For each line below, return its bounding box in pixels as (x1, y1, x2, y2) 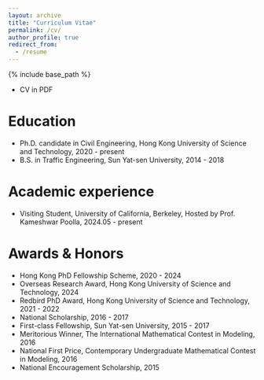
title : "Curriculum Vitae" (8, 19, 97, 27)
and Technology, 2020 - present (19, 146, 125, 156)
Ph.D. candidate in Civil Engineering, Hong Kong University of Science (19, 138, 247, 148)
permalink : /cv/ (8, 26, 61, 34)
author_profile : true (8, 33, 79, 42)
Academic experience (8, 183, 155, 201)
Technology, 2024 (19, 287, 79, 297)
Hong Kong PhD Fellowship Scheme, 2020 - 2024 (19, 271, 182, 280)
